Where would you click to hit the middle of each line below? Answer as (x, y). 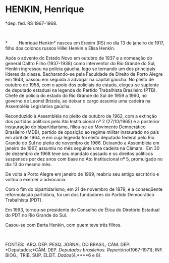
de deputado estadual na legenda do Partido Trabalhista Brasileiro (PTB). (81, 90)
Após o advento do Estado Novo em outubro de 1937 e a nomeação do (79, 58)
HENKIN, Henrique (45, 9)
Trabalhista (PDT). (24, 200)
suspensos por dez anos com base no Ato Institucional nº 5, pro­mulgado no (84, 159)
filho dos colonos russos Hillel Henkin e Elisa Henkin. (60, 48)
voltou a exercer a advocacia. (36, 179)
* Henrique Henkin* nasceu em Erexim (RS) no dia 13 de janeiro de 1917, (85, 43)
